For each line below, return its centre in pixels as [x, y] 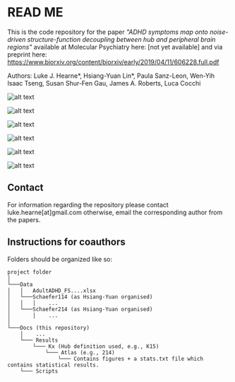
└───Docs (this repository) [49, 328]
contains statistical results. [53, 365]
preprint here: [27, 54]
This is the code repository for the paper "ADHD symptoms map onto [108, 32]
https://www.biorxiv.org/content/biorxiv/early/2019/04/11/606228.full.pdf [113, 62]
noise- [219, 32]
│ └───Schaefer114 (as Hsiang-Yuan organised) [80, 297]
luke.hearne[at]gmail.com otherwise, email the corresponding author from [115, 212]
